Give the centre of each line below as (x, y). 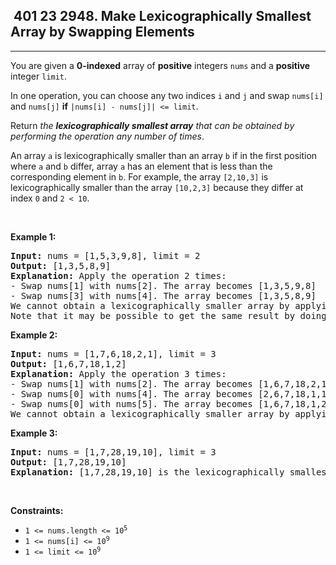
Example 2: (34, 335)
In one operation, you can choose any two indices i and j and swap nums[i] (167, 95)
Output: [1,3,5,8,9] (61, 265)
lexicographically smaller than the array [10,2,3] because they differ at (157, 187)
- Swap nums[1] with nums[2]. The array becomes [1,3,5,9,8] (163, 285)
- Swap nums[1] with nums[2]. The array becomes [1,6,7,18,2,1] (171, 383)
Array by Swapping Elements (102, 32)
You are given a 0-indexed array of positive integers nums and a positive (160, 65)
